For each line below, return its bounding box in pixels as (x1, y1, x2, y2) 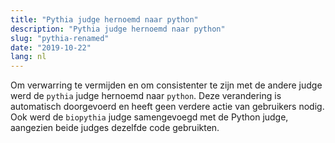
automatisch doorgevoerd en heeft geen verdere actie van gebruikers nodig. (10, 101, 325, 113)
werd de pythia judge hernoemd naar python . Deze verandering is (10, 90, 282, 102)
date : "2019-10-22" (10, 42, 92, 53)
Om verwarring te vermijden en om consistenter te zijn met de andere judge (10, 79, 323, 91)
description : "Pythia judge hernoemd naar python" (10, 24, 226, 34)
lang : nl (10, 52, 47, 62)
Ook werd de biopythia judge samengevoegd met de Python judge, (10, 111, 289, 123)
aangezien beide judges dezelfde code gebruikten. (10, 122, 220, 134)
